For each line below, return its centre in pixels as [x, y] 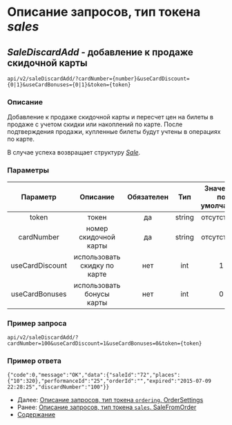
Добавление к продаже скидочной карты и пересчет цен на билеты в [110, 117]
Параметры [28, 170]
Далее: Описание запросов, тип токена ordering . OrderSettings [110, 400]
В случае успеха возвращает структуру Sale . [74, 152]
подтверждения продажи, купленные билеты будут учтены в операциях [114, 132]
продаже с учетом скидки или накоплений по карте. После [95, 124]
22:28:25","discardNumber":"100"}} [58, 387]
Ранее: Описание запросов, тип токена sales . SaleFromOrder [107, 407]
